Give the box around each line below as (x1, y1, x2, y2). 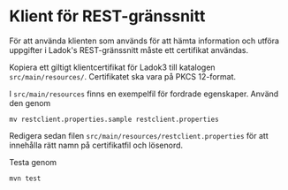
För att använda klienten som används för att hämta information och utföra (9, 35, 280, 46)
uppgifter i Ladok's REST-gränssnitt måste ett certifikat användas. (9, 44, 249, 55)
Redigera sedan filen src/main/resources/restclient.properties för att (9, 130, 269, 141)
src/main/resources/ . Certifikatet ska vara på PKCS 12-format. (9, 71, 237, 81)
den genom (9, 97, 51, 108)
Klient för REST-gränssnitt (9, 6, 206, 27)
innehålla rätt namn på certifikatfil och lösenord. (9, 140, 184, 150)
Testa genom (9, 156, 57, 167)
